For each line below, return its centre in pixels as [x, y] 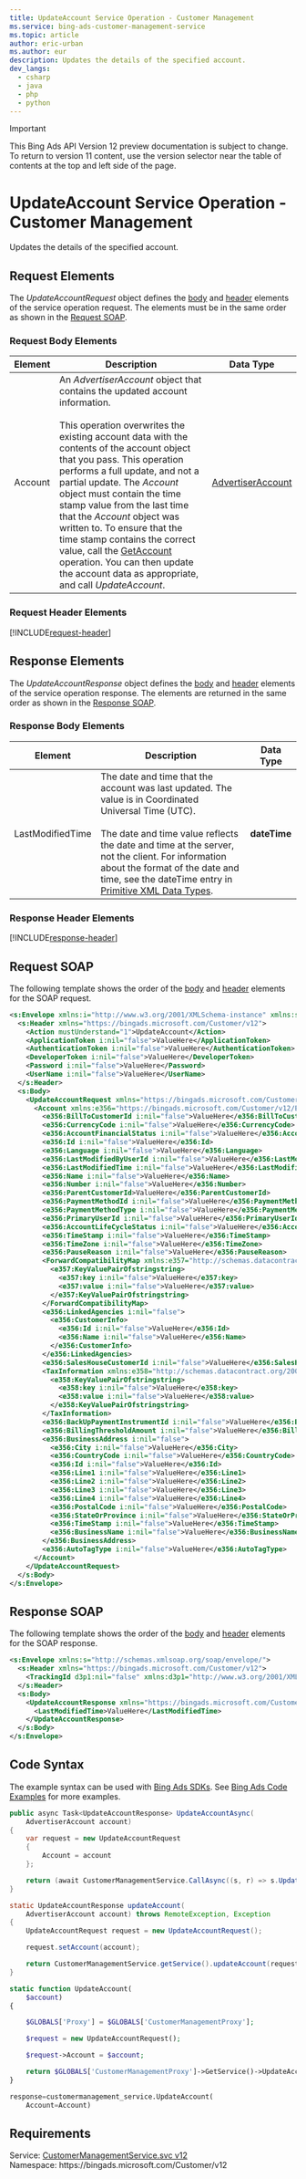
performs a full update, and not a [129, 471]
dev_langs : [30, 69]
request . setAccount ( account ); [83, 1948]
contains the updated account [123, 391]
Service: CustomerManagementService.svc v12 [99, 2155]
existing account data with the [123, 437]
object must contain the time [120, 494]
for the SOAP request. [51, 998]
